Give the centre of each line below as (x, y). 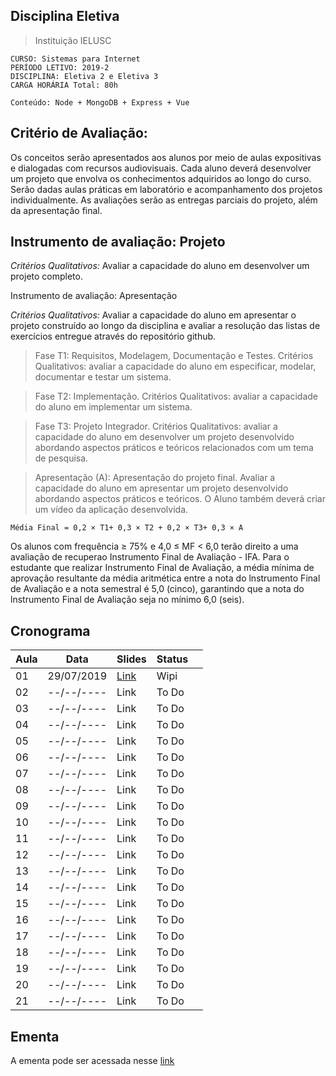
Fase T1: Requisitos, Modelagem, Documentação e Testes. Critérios (174, 356)
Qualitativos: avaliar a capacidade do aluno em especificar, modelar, (175, 366)
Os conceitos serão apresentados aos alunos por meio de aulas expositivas (166, 157)
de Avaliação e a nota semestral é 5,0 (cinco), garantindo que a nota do (157, 589)
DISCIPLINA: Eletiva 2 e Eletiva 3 (84, 76)
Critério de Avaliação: (79, 133)
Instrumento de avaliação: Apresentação (94, 296)
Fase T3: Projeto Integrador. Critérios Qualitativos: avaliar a (156, 426)
